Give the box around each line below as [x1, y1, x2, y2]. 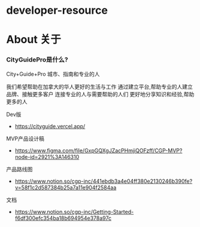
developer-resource [6, 4, 108, 17]
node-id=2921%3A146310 [14, 153, 80, 160]
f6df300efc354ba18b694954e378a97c [14, 214, 112, 222]
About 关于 [6, 33, 62, 47]
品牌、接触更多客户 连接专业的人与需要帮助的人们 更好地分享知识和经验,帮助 [6, 90, 195, 97]
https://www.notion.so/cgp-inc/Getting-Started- [14, 208, 134, 215]
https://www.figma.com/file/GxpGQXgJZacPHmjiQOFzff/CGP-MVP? [14, 147, 183, 154]
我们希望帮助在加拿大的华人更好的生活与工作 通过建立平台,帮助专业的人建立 [6, 83, 193, 90]
